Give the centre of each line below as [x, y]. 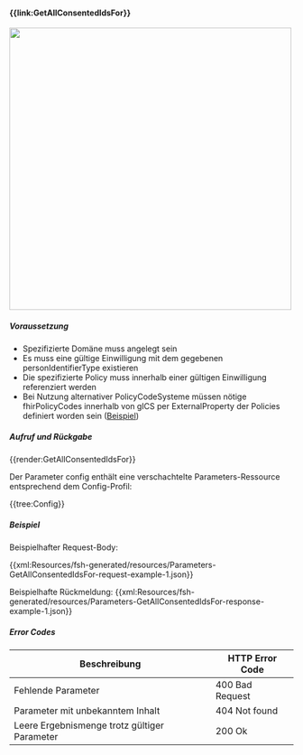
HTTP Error [252, 658]
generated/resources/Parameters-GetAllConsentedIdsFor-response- [137, 601]
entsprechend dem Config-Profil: [71, 487]
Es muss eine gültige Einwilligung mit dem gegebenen [123, 359]
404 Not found [247, 711]
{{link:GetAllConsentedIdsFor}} [70, 13]
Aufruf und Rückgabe [51, 436]
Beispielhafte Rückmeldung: [61, 592]
